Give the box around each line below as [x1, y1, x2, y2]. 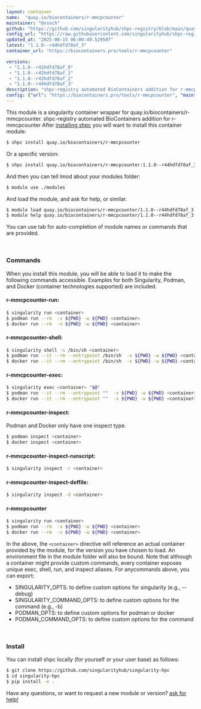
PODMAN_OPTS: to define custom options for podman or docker [14, 609, 175, 616]
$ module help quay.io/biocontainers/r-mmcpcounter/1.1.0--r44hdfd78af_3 [6, 213, 194, 219]
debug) [14, 590, 33, 597]
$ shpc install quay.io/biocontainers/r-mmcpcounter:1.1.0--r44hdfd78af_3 [6, 161, 197, 168]
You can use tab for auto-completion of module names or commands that [6, 223, 187, 231]
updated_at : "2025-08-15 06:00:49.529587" [6, 37, 114, 43]
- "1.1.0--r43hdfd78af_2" [8, 76, 74, 82]
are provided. [6, 229, 39, 237]
